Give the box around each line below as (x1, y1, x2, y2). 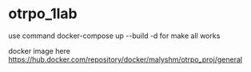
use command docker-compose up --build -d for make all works (8, 31, 221, 40)
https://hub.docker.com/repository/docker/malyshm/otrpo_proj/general (8, 55, 242, 64)
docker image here (8, 46, 70, 55)
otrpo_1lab (8, 5, 78, 23)
